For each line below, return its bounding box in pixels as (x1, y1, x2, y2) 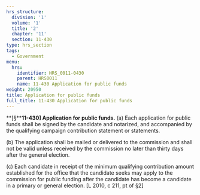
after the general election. (6, 151, 70, 159)
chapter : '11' (11, 31, 47, 37)
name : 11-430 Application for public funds (17, 81, 128, 87)
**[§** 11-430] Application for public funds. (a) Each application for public (6, 114, 191, 121)
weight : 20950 (6, 87, 42, 93)
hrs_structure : (6, 8, 44, 15)
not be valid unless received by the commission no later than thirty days (6, 145, 184, 152)
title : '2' (11, 25, 39, 32)
